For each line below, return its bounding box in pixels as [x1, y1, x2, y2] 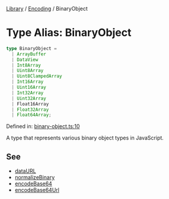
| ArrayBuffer [11, 51, 46, 57]
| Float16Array [11, 101, 49, 107]
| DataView [11, 57, 39, 63]
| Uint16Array [11, 85, 46, 91]
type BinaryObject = [6, 45, 58, 51]
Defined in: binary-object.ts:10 [6, 123, 80, 130]
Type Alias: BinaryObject [6, 26, 132, 39]
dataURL [14, 167, 37, 175]
